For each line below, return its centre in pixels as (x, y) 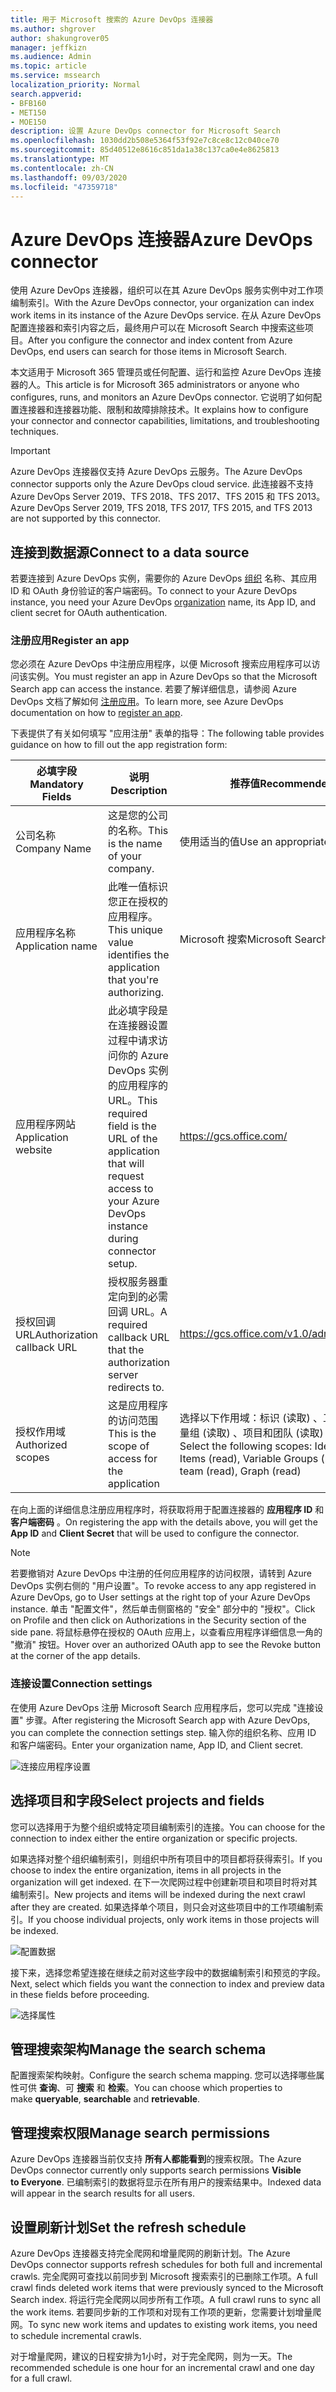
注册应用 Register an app (70, 641)
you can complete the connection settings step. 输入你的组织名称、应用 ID (163, 1732)
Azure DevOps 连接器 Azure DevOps (161, 239)
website (34, 1150)
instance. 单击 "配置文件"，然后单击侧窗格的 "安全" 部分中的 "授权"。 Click (163, 1609)
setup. (123, 1264)
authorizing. (136, 993)
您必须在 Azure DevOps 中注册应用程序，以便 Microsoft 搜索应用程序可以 (161, 664)
